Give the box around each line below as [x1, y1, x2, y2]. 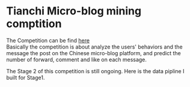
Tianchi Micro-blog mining [6, 4, 142, 18]
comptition [6, 17, 62, 31]
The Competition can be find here [6, 37, 90, 44]
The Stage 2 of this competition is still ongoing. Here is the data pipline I [6, 67, 185, 74]
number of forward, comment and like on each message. [6, 56, 147, 63]
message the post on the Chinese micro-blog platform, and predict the [6, 49, 182, 56]
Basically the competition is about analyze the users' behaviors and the [6, 43, 183, 50]
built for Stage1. [6, 74, 45, 81]
